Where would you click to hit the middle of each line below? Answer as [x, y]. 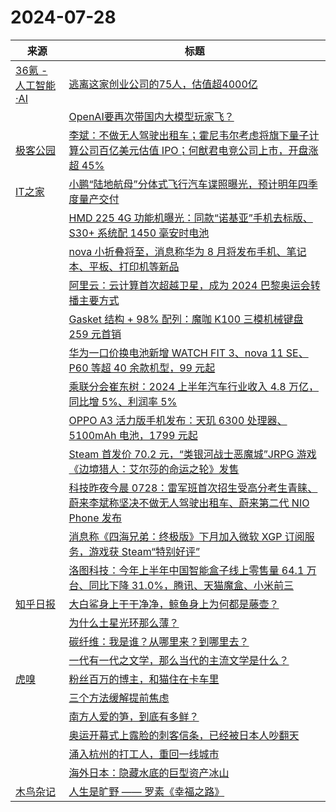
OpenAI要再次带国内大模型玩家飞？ [151, 116]
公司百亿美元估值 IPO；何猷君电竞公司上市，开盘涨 [198, 150]
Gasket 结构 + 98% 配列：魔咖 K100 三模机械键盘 [186, 319]
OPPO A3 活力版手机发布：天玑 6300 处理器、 [178, 420]
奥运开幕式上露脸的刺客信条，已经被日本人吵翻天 [184, 735]
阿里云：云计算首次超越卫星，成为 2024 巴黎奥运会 [189, 285]
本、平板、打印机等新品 [124, 266]
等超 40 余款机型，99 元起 [153, 368]
